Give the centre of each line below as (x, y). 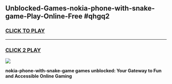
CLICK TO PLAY (25, 31)
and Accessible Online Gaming (39, 76)
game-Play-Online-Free (44, 17)
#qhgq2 (97, 17)
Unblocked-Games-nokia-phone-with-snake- (80, 8)
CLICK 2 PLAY (23, 50)
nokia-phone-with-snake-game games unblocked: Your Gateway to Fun (83, 70)
